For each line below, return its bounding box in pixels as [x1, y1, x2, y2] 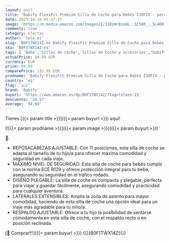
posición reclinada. [12, 220, 53, 226]
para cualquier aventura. [12, 188, 64, 194]
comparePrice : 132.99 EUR [5, 69, 60, 74]
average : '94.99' [5, 102, 42, 107]
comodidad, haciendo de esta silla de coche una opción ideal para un [12, 198, 158, 205]
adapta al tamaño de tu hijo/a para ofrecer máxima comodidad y [12, 150, 147, 156]
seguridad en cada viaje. [12, 155, 64, 162]
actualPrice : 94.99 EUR [5, 54, 56, 60]
